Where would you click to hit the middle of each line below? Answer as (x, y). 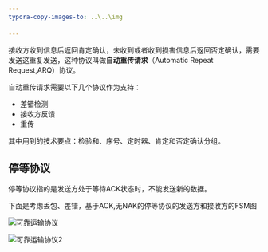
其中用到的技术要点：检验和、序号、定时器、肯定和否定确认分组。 (116, 140)
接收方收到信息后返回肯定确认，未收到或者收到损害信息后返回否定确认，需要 (134, 50)
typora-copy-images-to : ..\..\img (66, 17)
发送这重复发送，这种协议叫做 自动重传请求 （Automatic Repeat (111, 60)
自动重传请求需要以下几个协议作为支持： (75, 87)
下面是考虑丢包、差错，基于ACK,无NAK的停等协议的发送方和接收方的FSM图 (133, 206)
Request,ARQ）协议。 (44, 70)
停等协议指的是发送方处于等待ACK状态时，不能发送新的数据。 (110, 189)
